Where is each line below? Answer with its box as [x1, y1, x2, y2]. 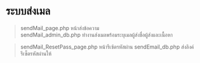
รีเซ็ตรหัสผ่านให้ [20, 50, 52, 57]
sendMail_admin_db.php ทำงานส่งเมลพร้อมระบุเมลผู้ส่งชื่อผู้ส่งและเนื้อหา [20, 31, 173, 38]
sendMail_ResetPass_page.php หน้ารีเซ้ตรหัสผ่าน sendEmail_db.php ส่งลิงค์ [20, 43, 195, 50]
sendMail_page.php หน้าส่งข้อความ [20, 24, 100, 31]
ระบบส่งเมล [5, 4, 50, 18]
